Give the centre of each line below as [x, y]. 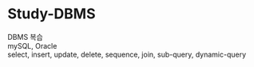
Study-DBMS [52, 14]
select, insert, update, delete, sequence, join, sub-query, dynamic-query [127, 54]
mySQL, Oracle [32, 45]
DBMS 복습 [25, 37]
